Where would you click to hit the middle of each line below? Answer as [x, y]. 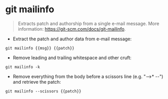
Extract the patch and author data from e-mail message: [72, 39]
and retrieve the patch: [37, 82]
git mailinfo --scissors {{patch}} [43, 91]
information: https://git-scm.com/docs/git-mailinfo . [72, 29]
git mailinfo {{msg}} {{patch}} [40, 48]
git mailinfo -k [23, 67]
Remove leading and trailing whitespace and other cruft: [72, 58]
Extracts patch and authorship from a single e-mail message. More [88, 23]
